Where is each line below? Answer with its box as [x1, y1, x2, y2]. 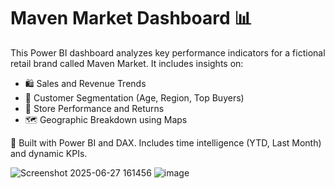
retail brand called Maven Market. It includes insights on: [10, 57, 244, 69]
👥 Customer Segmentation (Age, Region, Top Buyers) [24, 91, 245, 104]
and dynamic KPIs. [10, 147, 88, 159]
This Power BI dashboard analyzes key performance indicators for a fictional [10, 46, 326, 59]
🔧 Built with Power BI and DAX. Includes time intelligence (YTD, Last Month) [10, 136, 322, 149]
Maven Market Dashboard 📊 [10, 7, 253, 30]
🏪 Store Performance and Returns [24, 102, 165, 114]
